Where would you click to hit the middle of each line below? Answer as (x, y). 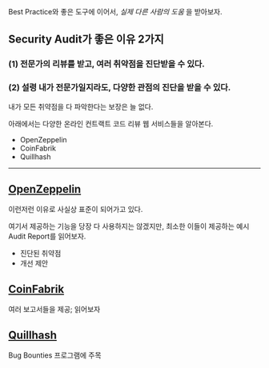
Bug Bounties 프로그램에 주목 (55, 355)
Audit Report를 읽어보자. (47, 236)
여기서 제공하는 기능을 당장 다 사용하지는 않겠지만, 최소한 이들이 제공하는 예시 (129, 226)
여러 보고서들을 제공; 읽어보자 (54, 310)
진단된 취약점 (40, 254)
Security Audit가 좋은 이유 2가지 (86, 40)
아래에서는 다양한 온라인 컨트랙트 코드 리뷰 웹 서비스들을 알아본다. (111, 123)
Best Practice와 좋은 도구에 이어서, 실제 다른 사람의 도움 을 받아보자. (115, 12)
